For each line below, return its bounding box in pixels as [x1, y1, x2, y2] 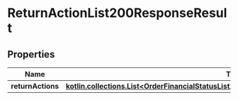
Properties [7, 48, 55, 60]
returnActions [11, 82, 59, 91]
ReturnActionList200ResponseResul [7, 5, 227, 21]
